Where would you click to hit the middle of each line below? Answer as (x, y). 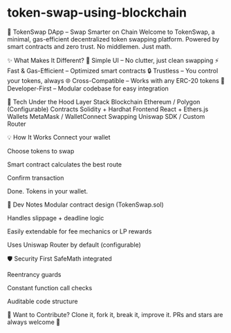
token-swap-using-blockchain (97, 13)
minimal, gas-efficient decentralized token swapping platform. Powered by (113, 39)
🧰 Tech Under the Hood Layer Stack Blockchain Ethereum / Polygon (104, 102)
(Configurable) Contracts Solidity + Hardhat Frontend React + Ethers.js (108, 109)
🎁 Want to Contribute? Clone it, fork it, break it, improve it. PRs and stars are (115, 314)
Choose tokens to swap (41, 151)
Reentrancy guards (34, 274)
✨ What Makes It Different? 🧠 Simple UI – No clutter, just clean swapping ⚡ (113, 60)
